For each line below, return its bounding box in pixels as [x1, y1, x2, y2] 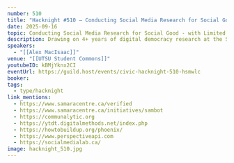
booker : [7, 74, 30, 82]
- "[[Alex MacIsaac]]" [13, 49, 79, 56]
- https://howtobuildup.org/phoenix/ [13, 126, 123, 133]
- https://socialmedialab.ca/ [13, 139, 101, 146]
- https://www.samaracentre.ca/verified [13, 101, 132, 108]
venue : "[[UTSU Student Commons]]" [7, 55, 111, 62]
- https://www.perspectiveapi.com [13, 132, 114, 139]
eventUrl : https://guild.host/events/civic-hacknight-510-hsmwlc [7, 68, 201, 75]
